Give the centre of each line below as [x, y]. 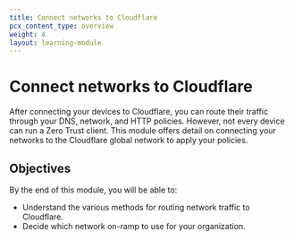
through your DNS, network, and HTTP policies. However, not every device [147, 121]
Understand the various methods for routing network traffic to [136, 207]
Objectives [40, 168]
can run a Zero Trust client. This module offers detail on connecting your [143, 131]
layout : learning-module [55, 43]
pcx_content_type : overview [62, 26]
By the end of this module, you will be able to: [93, 190]
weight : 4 [28, 34]
